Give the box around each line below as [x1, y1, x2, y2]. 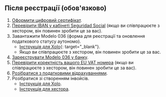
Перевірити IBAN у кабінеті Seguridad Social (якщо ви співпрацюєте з [11, 22, 160, 28]
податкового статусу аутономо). [11, 38, 82, 44]
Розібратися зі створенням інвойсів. [11, 75, 89, 81]
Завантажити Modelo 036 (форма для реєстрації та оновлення [11, 33, 145, 39]
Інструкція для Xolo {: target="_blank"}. [19, 43, 100, 49]
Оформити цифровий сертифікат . [11, 17, 83, 23]
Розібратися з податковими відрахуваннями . [11, 70, 108, 76]
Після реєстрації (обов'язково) [4, 4, 107, 12]
